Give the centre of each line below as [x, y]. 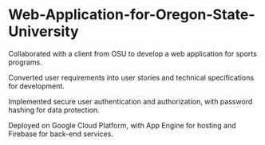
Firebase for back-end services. [61, 134]
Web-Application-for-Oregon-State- [132, 15]
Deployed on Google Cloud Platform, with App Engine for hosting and [122, 125]
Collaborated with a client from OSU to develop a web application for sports [132, 53]
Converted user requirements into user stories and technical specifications [131, 77]
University [44, 31]
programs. [25, 62]
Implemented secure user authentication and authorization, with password [131, 101]
